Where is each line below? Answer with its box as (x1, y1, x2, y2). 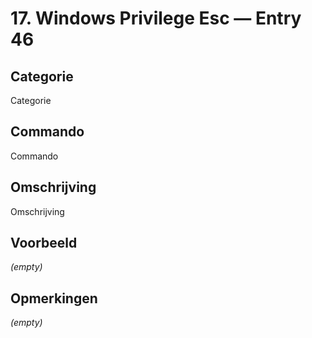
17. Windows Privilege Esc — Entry (10, 7, 302, 30)
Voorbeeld (10, 235, 78, 252)
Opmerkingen (10, 290, 98, 307)
